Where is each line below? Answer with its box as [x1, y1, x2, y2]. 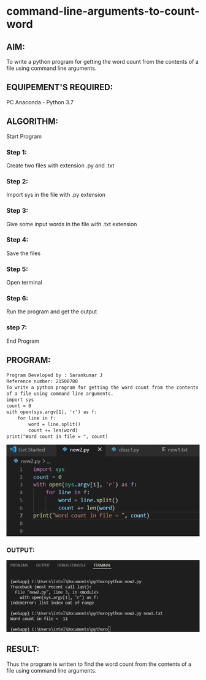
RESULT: [6, 644, 40, 654]
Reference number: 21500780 [6, 378, 78, 384]
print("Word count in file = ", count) [6, 434, 109, 440]
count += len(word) [28, 427, 78, 434]
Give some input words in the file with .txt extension [6, 220, 137, 227]
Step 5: [6, 265, 29, 273]
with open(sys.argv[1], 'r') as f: [6, 409, 97, 415]
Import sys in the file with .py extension [6, 191, 106, 199]
